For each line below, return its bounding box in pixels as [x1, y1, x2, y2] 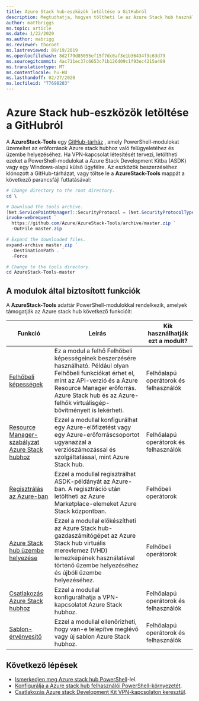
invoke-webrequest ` [6, 215, 57, 221]
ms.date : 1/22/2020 [6, 31, 54, 37]
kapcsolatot [54, 601, 87, 609]
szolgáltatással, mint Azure [54, 453, 129, 461]
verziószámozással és [54, 446, 116, 454]
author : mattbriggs [6, 20, 54, 26]
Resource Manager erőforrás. [54, 384, 136, 392]
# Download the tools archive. [6, 204, 84, 210]
